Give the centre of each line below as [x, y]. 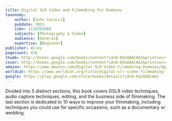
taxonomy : [16, 15]
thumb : [12, 57]
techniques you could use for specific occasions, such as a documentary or [85, 107]
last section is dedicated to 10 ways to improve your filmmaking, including [83, 102]
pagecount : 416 [21, 53]
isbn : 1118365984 [33, 29]
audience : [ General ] [36, 39]
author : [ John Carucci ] [40, 19]
